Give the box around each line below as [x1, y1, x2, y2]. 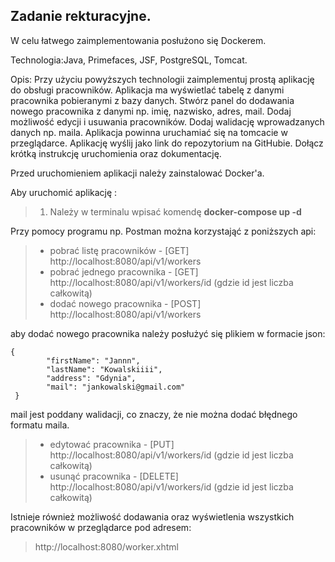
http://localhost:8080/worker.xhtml [34, 540, 180, 553]
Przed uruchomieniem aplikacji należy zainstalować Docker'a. [10, 167, 265, 179]
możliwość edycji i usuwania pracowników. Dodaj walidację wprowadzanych [10, 115, 325, 128]
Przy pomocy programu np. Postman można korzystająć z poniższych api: [10, 225, 317, 237]
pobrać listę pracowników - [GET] [49, 244, 190, 256]
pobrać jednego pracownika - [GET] [49, 265, 199, 278]
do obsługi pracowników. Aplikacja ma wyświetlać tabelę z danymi [10, 84, 285, 96]
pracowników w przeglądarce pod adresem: [10, 521, 192, 533]
